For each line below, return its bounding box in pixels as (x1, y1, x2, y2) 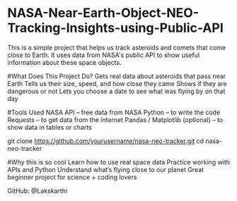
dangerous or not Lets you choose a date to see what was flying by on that (7, 87, 226, 95)
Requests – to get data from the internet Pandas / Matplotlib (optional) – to (7, 115, 224, 124)
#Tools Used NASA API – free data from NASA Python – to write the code (7, 108, 221, 116)
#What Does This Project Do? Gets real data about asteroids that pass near (7, 72, 226, 80)
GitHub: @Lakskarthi (7, 186, 68, 195)
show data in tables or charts (7, 123, 92, 131)
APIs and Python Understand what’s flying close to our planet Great (7, 165, 204, 173)
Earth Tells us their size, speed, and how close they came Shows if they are (7, 79, 228, 87)
